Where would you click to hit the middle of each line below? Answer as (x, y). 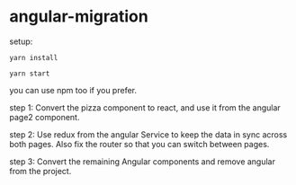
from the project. (40, 171)
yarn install (34, 57)
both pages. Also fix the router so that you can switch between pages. (139, 144)
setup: (21, 41)
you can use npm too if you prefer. (73, 90)
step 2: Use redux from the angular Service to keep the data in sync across (148, 134)
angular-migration (79, 17)
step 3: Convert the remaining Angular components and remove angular (143, 161)
